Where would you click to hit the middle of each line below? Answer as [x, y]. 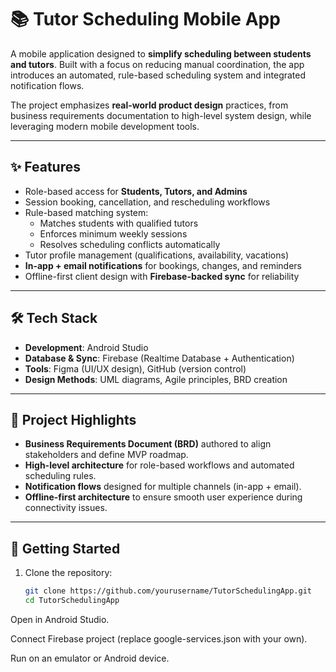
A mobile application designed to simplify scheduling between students [161, 53]
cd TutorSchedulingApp [72, 601]
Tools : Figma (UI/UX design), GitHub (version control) [135, 368]
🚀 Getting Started [65, 548]
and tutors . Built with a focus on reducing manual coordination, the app [157, 64]
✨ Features [45, 167]
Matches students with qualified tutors [119, 223]
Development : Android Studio [86, 347]
